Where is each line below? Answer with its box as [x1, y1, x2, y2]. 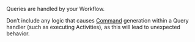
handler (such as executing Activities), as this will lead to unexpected [6, 24, 180, 30]
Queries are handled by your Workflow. [6, 5, 105, 12]
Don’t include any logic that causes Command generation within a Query [6, 17, 189, 24]
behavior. [6, 30, 30, 37]
